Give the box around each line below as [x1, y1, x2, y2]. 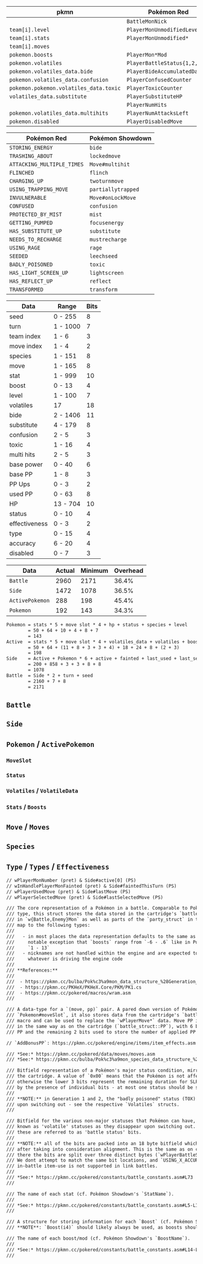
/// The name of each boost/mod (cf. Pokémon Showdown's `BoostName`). [6, 1235, 190, 1242]
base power [9, 461, 43, 468]
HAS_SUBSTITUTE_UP [9, 228, 62, 234]
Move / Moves [6, 822, 50, 832]
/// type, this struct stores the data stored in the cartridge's [6, 911, 177, 917]
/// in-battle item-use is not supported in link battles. [6, 1163, 158, 1169]
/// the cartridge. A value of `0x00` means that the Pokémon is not [6, 1073, 185, 1080]
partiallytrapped [89, 186, 140, 193]
